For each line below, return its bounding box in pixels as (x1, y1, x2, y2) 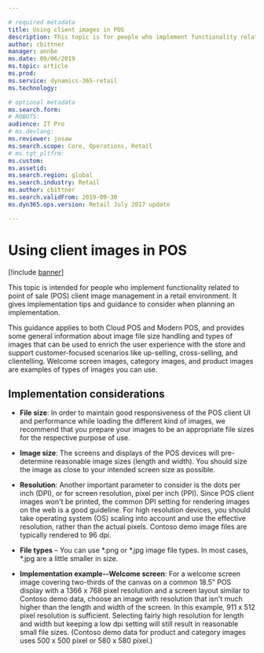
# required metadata (8, 18, 76, 26)
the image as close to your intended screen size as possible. (19, 465, 216, 475)
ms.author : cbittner (8, 186, 76, 194)
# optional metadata (8, 98, 76, 106)
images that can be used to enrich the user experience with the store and (8, 339, 246, 349)
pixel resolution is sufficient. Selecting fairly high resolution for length (19, 611, 244, 621)
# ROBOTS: (8, 113, 41, 121)
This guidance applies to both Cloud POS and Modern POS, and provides (8, 323, 245, 332)
